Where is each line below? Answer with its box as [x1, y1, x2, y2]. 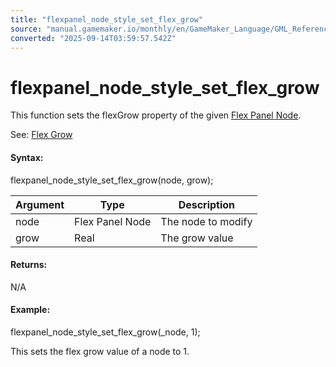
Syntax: [10, 151, 44, 163]
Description [178, 197, 236, 211]
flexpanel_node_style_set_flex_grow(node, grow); [10, 174, 214, 186]
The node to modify [160, 214, 253, 228]
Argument [15, 197, 65, 211]
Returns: [10, 259, 48, 271]
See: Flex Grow [10, 129, 73, 141]
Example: [10, 304, 51, 316]
